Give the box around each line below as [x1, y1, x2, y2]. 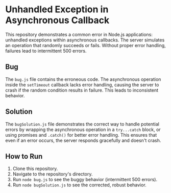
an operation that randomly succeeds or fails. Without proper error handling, [5, 42, 166, 48]
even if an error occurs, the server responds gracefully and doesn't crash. [5, 137, 161, 143]
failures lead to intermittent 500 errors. [5, 48, 87, 54]
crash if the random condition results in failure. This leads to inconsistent [5, 87, 159, 93]
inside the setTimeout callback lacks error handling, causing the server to [5, 81, 159, 88]
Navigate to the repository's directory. [12, 171, 93, 177]
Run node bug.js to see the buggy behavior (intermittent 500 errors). [12, 177, 158, 183]
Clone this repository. [12, 165, 58, 172]
